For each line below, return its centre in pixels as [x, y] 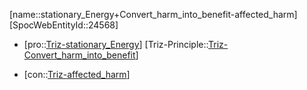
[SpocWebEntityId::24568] [64, 25]
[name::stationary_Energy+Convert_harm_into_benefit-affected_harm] [153, 14]
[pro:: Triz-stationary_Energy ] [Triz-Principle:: [116, 44]
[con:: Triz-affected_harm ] [77, 74]
